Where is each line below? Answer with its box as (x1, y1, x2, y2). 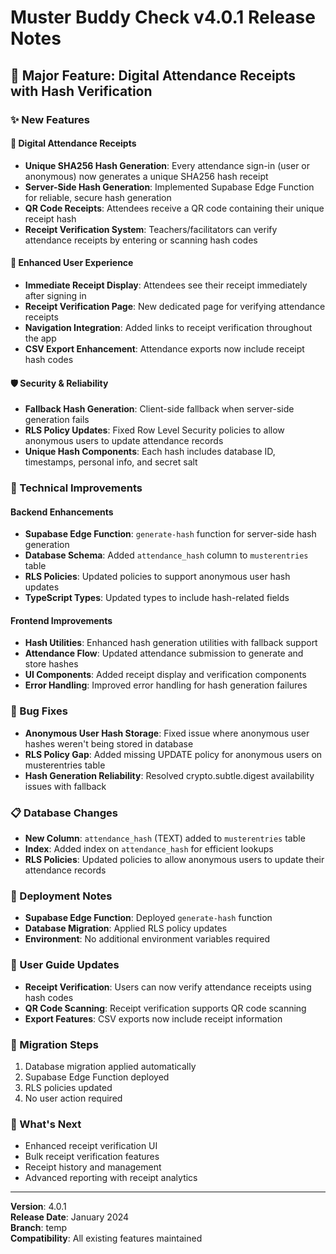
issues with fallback (24, 780, 107, 792)
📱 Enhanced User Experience (10, 257, 134, 269)
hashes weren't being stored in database (24, 737, 194, 750)
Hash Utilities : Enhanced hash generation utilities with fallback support (24, 637, 318, 649)
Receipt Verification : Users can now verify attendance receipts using (24, 981, 312, 993)
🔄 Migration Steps (10, 1037, 99, 1051)
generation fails (24, 414, 90, 426)
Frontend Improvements (10, 614, 113, 626)
